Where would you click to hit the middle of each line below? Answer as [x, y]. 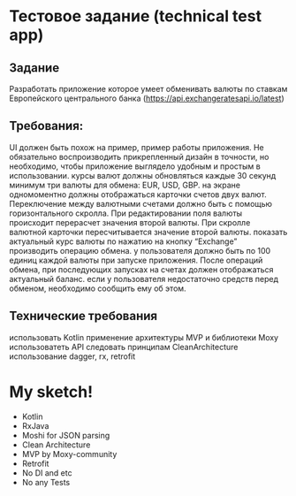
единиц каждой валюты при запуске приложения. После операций [136, 260]
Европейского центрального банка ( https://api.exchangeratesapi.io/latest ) [147, 98]
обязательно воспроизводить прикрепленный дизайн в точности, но [139, 156]
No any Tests [46, 482]
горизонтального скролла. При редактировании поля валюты [126, 213]
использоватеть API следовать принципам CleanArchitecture [124, 347]
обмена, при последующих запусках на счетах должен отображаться [141, 269]
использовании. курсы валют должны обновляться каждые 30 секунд [143, 175]
